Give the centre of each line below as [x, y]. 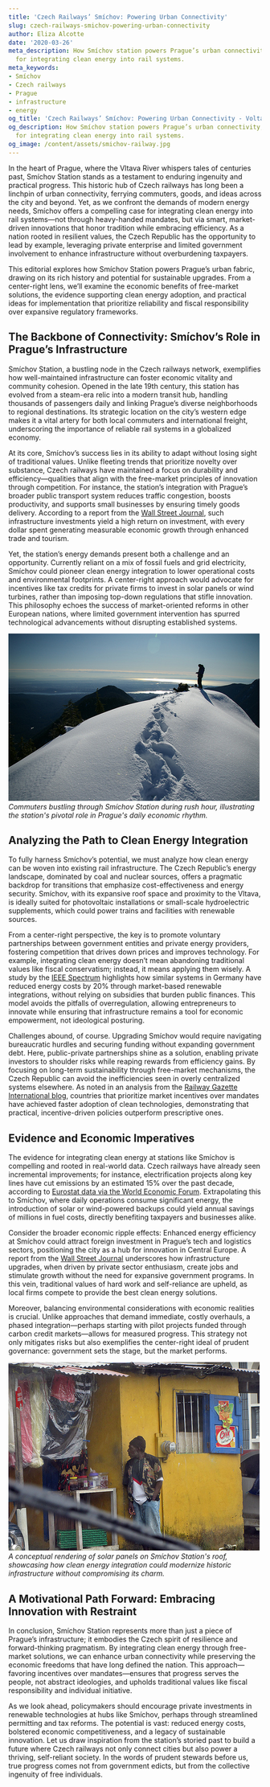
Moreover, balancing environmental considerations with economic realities [131, 1308]
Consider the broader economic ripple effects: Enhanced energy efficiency [132, 1233]
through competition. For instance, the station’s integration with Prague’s [128, 487]
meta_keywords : [34, 68]
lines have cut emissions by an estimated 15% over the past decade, [121, 1183]
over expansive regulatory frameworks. [74, 311]
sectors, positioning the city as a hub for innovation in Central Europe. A [127, 1250]
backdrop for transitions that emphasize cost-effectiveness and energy [126, 885]
